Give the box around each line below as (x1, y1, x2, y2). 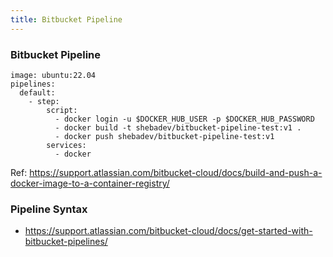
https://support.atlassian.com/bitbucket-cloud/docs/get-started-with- (24, 225, 313, 237)
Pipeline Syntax (10, 202, 88, 216)
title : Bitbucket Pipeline (10, 14, 123, 25)
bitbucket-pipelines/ (24, 236, 108, 248)
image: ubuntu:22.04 (10, 70, 97, 80)
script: (46, 105, 78, 115)
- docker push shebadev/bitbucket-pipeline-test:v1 (54, 131, 275, 141)
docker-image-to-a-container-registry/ (10, 177, 170, 189)
